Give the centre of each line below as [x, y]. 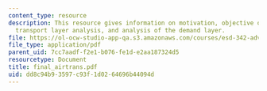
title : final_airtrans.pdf [53, 67]
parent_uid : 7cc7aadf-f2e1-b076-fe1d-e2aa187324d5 [94, 52]
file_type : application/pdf [55, 45]
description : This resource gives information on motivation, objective [131, 23]
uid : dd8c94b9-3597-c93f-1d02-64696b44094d [81, 74]
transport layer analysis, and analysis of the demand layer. [120, 30]
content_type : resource [48, 15]
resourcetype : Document [48, 60]
